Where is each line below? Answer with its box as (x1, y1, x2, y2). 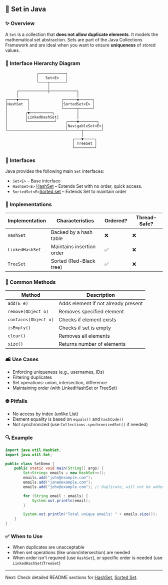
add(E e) (7, 300, 28, 306)
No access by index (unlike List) (12, 411, 78, 417)
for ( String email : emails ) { (23, 493, 88, 499)
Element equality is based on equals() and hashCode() (12, 416, 124, 422)
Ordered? (104, 217, 127, 224)
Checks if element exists (58, 316, 116, 323)
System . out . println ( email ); (31, 498, 91, 503)
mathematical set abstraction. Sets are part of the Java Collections (5, 36, 142, 42)
